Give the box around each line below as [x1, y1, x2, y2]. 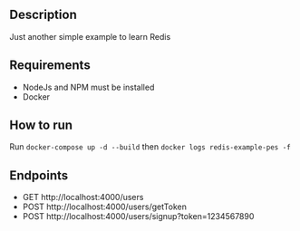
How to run [9, 118, 73, 133]
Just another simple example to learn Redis [9, 31, 171, 42]
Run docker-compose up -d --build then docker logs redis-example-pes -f [9, 141, 292, 152]
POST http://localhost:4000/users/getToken [22, 201, 188, 212]
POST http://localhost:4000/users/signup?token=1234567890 [22, 211, 255, 222]
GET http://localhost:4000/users [22, 192, 144, 203]
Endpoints [9, 168, 69, 183]
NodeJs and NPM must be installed [22, 82, 155, 92]
